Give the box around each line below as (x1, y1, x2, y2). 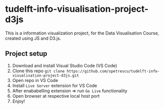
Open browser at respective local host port (12, 93, 100, 99)
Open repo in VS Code (12, 77, 58, 83)
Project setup (5, 50, 48, 58)
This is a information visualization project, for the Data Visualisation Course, (5, 30, 160, 36)
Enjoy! (12, 98, 25, 104)
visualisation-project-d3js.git (12, 73, 79, 78)
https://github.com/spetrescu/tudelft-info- (66, 69, 160, 74)
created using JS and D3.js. (5, 35, 62, 41)
